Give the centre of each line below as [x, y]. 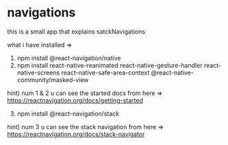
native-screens [38, 72]
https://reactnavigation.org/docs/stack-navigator [76, 134]
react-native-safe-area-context [105, 72]
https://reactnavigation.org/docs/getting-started [75, 100]
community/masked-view [53, 79]
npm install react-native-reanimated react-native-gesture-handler [110, 65]
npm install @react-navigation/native [69, 58]
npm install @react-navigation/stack [68, 114]
